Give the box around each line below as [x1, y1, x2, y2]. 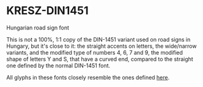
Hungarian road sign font [6, 24, 69, 31]
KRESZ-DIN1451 [6, 4, 89, 18]
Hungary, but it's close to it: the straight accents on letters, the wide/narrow [6, 42, 197, 50]
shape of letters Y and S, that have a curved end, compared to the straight [6, 55, 194, 62]
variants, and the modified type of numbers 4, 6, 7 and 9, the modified [6, 48, 183, 56]
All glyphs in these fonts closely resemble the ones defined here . [6, 74, 170, 81]
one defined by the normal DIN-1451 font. [6, 62, 111, 69]
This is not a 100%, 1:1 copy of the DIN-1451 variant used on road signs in [6, 36, 191, 43]
